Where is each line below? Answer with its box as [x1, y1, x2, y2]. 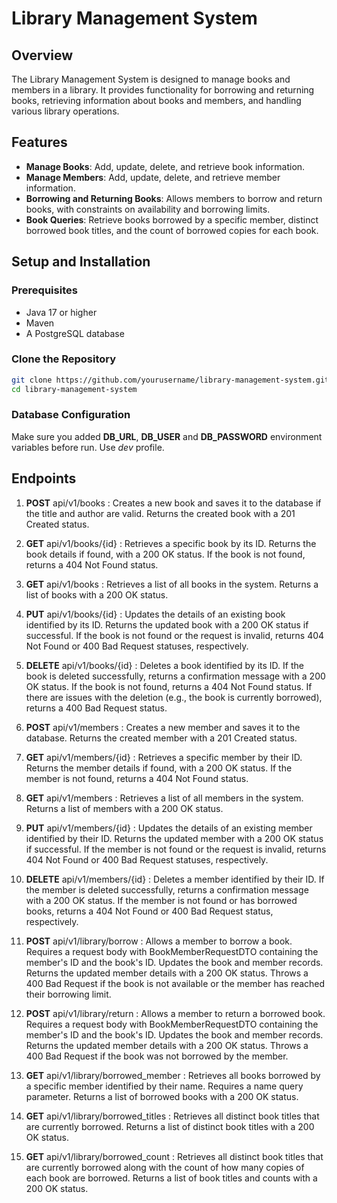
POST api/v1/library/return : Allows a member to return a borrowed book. [25, 1007, 326, 1019]
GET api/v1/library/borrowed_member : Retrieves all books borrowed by [25, 1069, 321, 1081]
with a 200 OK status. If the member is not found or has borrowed [25, 894, 298, 906]
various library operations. [11, 105, 120, 117]
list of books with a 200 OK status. [25, 588, 169, 601]
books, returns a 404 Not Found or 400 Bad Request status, [25, 905, 274, 917]
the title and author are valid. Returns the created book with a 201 [25, 507, 296, 519]
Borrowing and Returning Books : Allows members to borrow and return [25, 192, 323, 204]
